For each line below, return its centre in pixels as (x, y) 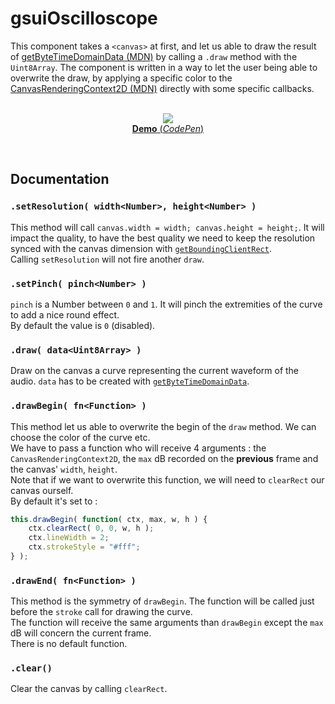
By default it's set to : (54, 501)
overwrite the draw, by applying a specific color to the (121, 78)
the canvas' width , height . (64, 469)
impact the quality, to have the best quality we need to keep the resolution (163, 238)
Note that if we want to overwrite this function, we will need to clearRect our (167, 479)
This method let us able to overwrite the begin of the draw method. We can (163, 426)
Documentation (60, 179)
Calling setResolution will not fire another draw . (107, 259)
